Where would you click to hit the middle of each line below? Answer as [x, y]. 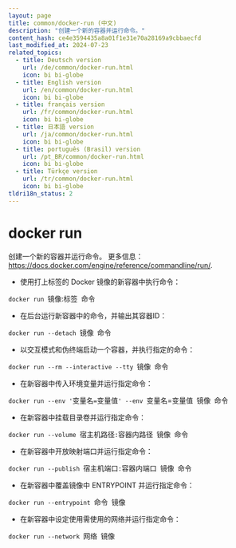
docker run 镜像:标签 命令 [52, 298]
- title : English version [59, 82]
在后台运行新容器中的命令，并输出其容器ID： [93, 315]
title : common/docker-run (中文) [63, 23]
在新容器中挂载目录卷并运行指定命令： [83, 417]
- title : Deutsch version [59, 61]
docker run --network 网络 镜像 [62, 536]
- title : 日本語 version [55, 127]
